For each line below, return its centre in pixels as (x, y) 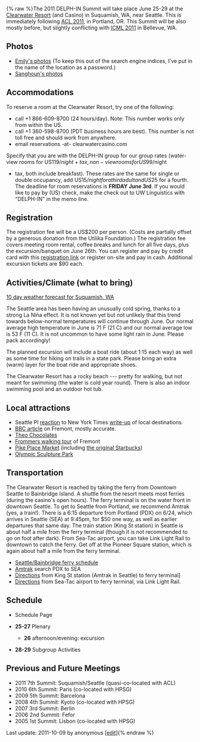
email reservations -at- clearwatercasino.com (71, 144)
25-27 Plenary (33, 626)
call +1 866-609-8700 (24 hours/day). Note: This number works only (100, 118)
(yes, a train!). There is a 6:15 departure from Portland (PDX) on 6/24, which (99, 513)
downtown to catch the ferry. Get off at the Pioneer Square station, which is (99, 545)
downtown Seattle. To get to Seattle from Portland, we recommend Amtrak (98, 506)
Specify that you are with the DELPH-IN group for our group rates (87, 156)
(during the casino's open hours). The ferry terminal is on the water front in (99, 500)
